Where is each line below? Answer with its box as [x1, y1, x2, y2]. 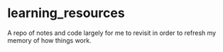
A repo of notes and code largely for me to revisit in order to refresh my [7, 28, 217, 37]
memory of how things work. [7, 36, 92, 44]
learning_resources [7, 5, 126, 21]
